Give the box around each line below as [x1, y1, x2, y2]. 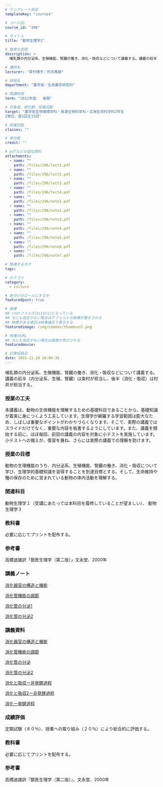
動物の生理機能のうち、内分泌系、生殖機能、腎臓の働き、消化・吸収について [5, 463, 158, 468]
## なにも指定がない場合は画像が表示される [5, 338, 81, 343]
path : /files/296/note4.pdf [14, 226, 70, 231]
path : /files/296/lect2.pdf [14, 172, 70, 177]
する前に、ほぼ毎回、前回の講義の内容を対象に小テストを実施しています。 [9, 431, 158, 437]
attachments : [5, 154, 32, 159]
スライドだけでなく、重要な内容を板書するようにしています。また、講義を [5, 425, 154, 431]
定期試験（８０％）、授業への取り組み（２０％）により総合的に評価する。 [5, 726, 152, 732]
